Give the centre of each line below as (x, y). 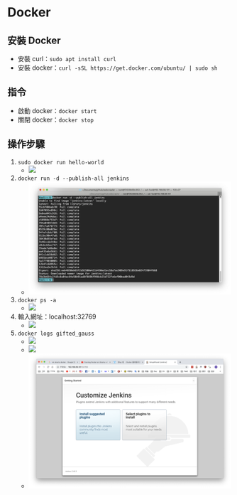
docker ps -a (37, 300)
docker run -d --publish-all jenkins (73, 179)
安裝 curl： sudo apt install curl (67, 59)
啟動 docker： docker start (57, 110)
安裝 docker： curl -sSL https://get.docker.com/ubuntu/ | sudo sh (117, 68)
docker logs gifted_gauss (56, 334)
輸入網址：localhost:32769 (57, 316)
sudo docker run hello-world (61, 162)
